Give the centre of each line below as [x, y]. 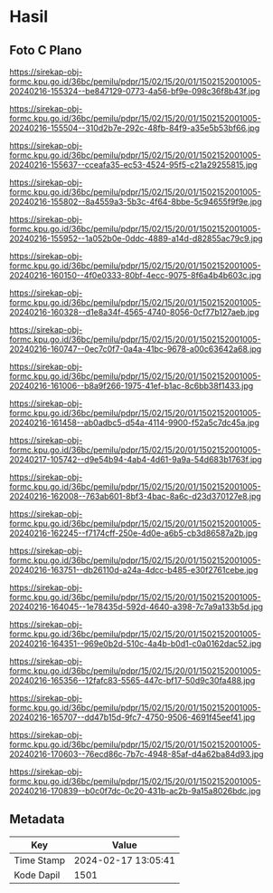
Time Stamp [40, 860]
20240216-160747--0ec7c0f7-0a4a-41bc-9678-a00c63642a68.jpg [136, 349]
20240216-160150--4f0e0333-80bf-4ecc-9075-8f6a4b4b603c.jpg [136, 275]
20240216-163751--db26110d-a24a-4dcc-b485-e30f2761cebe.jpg [134, 570]
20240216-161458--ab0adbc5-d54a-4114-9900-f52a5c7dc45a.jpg [134, 422]
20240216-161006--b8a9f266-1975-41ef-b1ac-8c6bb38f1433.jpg [132, 386]
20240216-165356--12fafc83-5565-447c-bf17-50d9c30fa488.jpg [132, 680]
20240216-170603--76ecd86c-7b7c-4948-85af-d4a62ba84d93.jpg [136, 754]
